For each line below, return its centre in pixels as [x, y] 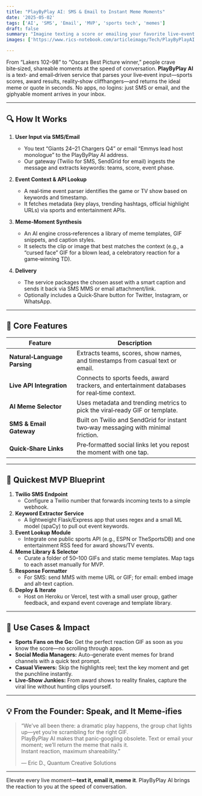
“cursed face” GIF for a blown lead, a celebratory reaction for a [102, 253]
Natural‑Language [36, 357]
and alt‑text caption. [49, 584]
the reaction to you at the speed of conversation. [67, 787]
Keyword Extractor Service [49, 513]
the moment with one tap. [113, 452]
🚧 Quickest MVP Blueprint [56, 480]
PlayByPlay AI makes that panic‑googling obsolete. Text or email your [107, 739]
